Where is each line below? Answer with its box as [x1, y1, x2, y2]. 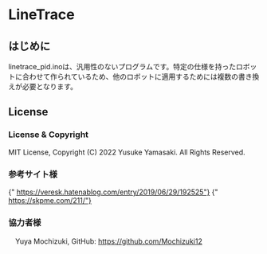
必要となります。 [22, 82, 78, 91]
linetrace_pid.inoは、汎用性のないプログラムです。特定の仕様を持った [8, 62, 237, 71]
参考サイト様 [8, 169, 58, 180]
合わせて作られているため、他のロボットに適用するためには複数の [22, 72, 239, 81]
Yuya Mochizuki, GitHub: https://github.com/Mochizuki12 [14, 236, 203, 246]
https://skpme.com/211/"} [8, 195, 92, 205]
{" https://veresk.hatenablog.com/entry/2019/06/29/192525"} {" [8, 187, 218, 197]
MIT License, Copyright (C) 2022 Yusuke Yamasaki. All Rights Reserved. [8, 147, 245, 157]
